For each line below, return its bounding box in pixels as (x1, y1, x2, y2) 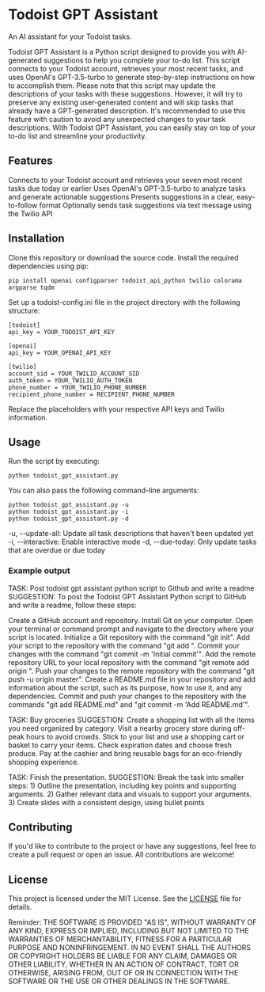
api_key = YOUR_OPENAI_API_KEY (8, 348, 112, 357)
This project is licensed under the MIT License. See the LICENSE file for (8, 894, 242, 903)
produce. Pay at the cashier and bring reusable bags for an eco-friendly (8, 748, 243, 758)
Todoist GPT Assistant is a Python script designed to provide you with (8, 47, 236, 56)
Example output (8, 565, 70, 576)
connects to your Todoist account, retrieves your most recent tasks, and (8, 63, 244, 73)
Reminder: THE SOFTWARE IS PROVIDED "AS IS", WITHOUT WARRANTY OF (8, 918, 257, 927)
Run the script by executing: (8, 457, 100, 466)
